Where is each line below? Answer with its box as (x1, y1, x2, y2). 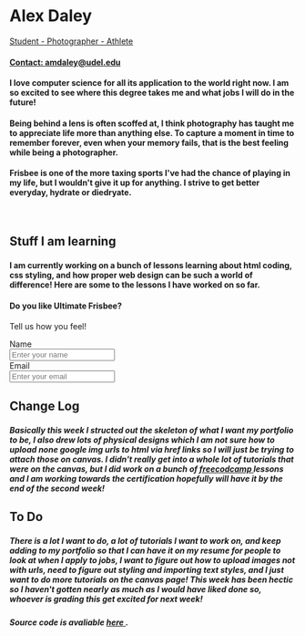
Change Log (9, 398, 80, 413)
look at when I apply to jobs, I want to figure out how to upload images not (9, 555, 296, 566)
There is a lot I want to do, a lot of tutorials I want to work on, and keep (9, 536, 281, 547)
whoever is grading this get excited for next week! (9, 594, 203, 605)
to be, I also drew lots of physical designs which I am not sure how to (9, 434, 275, 445)
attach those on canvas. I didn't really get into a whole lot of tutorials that (9, 454, 294, 464)
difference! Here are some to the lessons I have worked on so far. (9, 279, 261, 290)
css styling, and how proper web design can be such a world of (9, 270, 253, 281)
